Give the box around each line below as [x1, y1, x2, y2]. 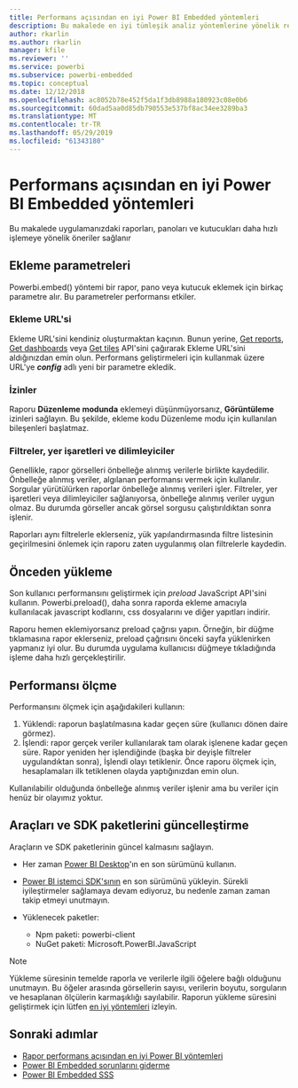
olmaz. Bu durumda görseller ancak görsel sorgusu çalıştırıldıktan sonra [9, 503, 272, 513]
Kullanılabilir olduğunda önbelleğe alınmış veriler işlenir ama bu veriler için [9, 783, 279, 794]
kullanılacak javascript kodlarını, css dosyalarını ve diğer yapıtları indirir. [9, 607, 271, 617]
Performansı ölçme [9, 677, 117, 693]
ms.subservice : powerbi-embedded [9, 71, 133, 80]
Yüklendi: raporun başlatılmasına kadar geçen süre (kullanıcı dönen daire [21, 719, 288, 730]
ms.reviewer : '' [9, 54, 69, 63]
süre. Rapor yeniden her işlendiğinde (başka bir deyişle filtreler [21, 747, 252, 758]
